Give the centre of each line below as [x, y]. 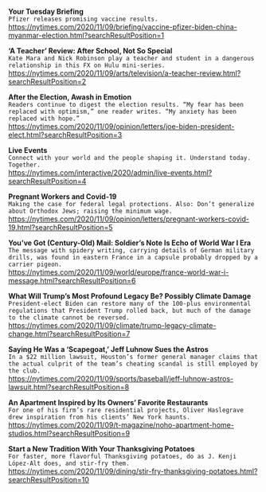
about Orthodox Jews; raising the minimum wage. [90, 211]
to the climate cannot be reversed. [69, 318]
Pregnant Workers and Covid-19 [63, 197]
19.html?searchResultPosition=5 [61, 227]
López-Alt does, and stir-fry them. [69, 463]
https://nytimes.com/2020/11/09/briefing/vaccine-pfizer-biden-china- [123, 27]
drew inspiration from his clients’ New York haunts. [100, 417]
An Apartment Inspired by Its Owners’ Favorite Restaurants [108, 402]
